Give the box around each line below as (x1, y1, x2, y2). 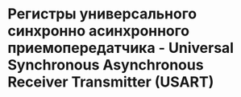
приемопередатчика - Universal (7, 39, 235, 57)
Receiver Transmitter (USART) (7, 73, 214, 91)
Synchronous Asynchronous (7, 56, 204, 75)
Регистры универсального (7, 5, 197, 23)
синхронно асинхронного (7, 22, 190, 40)
